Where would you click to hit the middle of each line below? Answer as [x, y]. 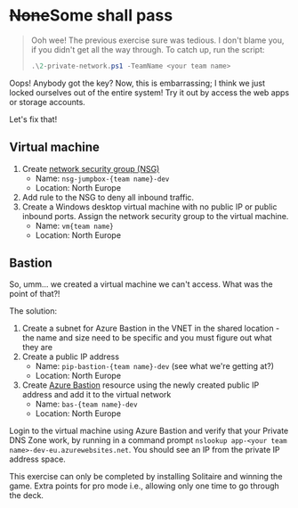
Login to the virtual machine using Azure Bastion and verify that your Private [149, 431]
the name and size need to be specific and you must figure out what [147, 338]
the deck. [27, 496]
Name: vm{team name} [74, 225]
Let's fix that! [33, 119]
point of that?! [35, 294]
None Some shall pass [91, 16]
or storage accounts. [48, 102]
